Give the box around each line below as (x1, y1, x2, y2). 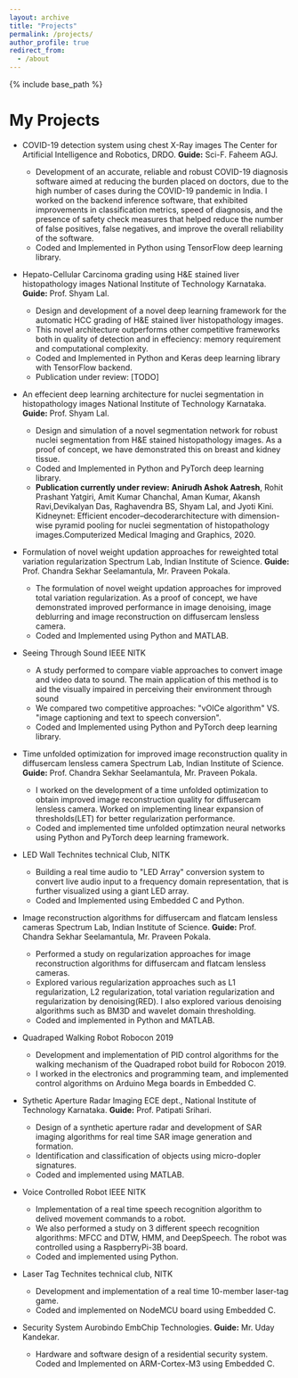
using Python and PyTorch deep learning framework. (35, 831, 230, 843)
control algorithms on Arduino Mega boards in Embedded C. (35, 1077, 256, 1088)
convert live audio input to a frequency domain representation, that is (35, 876, 289, 887)
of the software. (35, 233, 94, 243)
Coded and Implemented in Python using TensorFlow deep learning (35, 242, 283, 252)
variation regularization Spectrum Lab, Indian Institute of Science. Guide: (21, 556, 290, 566)
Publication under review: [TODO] (35, 371, 160, 382)
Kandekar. (21, 1331, 60, 1342)
